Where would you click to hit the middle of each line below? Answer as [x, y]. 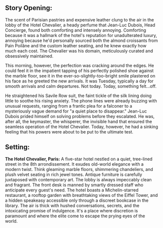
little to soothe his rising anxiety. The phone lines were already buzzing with [81, 101]
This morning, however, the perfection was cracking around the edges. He [80, 65]
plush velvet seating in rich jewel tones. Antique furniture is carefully [74, 174]
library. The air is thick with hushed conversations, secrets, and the [72, 205]
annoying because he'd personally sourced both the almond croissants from [81, 40]
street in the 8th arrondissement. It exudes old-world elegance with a [74, 164]
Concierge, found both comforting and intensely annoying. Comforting [76, 30]
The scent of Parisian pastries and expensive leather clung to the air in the [80, 19]
